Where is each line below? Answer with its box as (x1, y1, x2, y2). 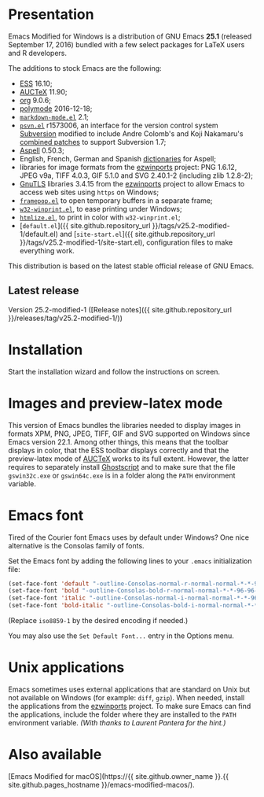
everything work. (19, 245, 75, 255)
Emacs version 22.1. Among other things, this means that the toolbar (8, 437, 229, 446)
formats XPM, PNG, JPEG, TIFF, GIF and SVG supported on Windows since (8, 429, 251, 438)
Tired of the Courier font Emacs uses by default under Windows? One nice (8, 533, 250, 542)
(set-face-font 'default (8, 580, 90, 588)
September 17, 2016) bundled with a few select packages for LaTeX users (8, 39, 245, 49)
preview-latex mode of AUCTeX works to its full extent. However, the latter (8, 454, 249, 463)
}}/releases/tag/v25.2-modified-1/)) (8, 313, 123, 323)
